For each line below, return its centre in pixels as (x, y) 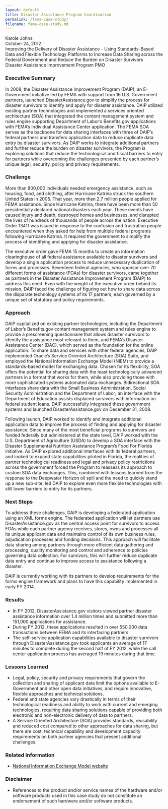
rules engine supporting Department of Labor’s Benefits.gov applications (80, 121)
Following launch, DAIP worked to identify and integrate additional (73, 419)
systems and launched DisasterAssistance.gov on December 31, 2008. (78, 409)
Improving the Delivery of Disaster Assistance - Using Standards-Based (79, 49)
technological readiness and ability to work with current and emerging (85, 705)
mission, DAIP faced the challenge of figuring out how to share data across (83, 289)
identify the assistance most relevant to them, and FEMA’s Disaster (74, 340)
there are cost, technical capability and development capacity (76, 731)
